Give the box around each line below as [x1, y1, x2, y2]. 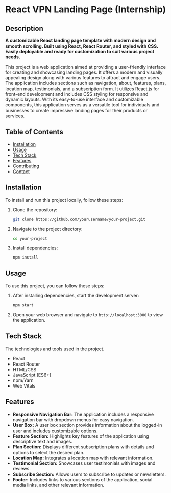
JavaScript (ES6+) [12, 372, 52, 378]
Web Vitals [12, 382, 36, 389]
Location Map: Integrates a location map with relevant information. [12, 455, 154, 461]
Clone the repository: [12, 206, 58, 213]
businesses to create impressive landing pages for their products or [5, 108, 148, 113]
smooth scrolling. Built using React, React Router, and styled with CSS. [5, 43, 158, 49]
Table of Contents [5, 127, 64, 136]
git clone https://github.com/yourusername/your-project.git [12, 217, 146, 222]
